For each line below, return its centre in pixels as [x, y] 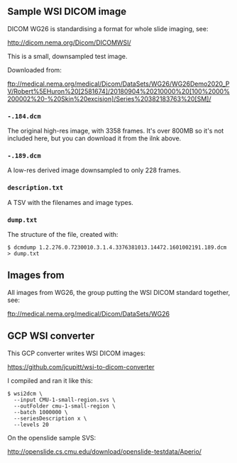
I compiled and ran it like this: [50, 380]
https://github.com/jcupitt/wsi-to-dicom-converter [81, 367]
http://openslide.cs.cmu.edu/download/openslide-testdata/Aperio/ [105, 451]
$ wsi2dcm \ [25, 394]
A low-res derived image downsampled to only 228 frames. [94, 170]
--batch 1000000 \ [41, 412]
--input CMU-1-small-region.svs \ [65, 400]
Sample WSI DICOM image [67, 12]
